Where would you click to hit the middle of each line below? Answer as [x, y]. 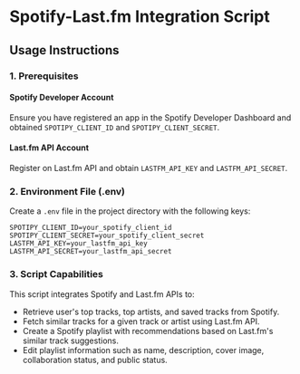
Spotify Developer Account [62, 98]
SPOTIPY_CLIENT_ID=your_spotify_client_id [91, 228]
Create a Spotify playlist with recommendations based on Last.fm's [148, 331]
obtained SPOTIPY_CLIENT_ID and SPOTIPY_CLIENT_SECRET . [115, 127]
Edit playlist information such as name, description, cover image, [143, 350]
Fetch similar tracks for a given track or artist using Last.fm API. [141, 321]
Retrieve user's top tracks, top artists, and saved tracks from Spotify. [151, 312]
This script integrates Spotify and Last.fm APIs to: [102, 294]
